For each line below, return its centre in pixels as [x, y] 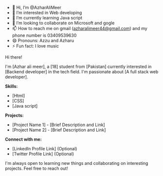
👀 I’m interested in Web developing [47, 13]
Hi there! [14, 57]
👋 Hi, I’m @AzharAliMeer [37, 8]
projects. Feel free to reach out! [36, 168]
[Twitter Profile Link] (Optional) [43, 154]
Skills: [11, 86]
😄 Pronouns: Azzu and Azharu [43, 40]
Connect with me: [24, 139]
